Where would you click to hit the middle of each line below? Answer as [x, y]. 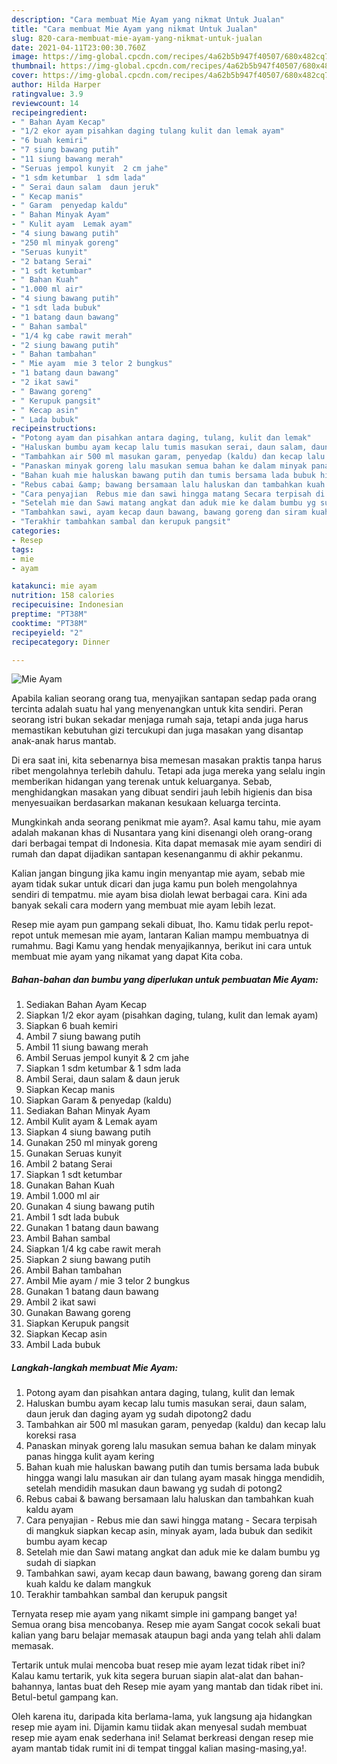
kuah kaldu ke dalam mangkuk [88, 1584]
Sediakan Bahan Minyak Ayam [88, 1111]
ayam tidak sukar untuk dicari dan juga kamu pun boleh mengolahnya [154, 884]
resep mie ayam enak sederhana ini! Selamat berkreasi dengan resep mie [162, 1738]
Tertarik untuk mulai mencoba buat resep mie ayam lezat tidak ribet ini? [158, 1665]
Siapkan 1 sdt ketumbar [74, 1175]
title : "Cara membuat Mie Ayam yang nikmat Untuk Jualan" [134, 29]
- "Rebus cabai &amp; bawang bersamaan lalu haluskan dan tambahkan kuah [168, 484]
